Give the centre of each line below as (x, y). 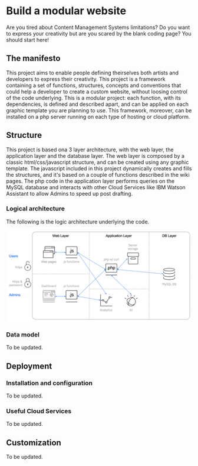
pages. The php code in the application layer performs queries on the (90, 181)
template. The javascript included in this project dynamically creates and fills (99, 168)
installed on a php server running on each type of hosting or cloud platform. (98, 117)
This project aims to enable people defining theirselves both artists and (92, 73)
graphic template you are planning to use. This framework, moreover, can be (99, 110)
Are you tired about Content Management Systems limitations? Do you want (98, 27)
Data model (23, 334)
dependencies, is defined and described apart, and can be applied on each (97, 104)
